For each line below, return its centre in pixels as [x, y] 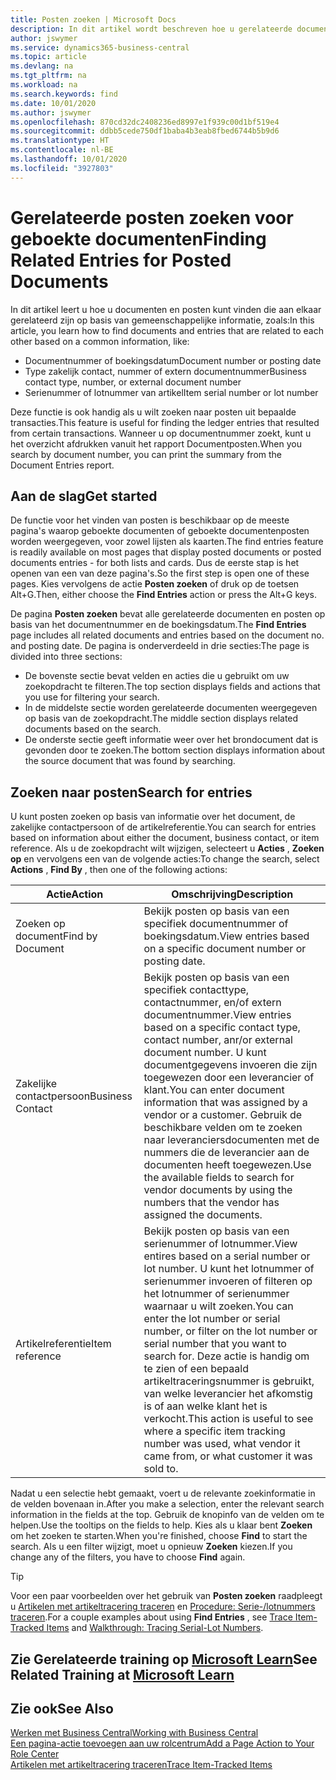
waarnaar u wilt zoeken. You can [218, 1306]
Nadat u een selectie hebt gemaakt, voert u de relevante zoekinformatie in [163, 1493]
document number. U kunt [205, 1053]
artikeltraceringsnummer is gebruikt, [229, 1381]
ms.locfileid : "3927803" [62, 168]
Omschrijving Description [232, 894]
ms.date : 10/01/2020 [53, 103]
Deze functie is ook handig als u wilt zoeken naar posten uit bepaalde [153, 412]
